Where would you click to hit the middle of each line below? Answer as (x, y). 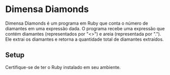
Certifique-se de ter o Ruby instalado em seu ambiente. (63, 67)
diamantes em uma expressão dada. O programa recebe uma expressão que (85, 28)
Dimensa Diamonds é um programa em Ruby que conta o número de (77, 23)
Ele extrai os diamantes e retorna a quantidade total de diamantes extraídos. (84, 39)
